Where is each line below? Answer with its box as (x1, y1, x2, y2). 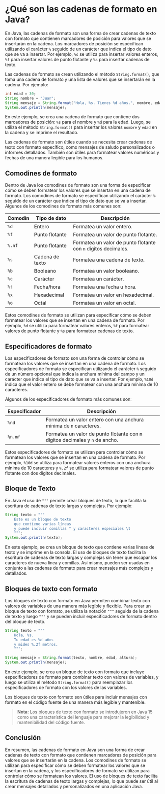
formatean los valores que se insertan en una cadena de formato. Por (5, 454, 146, 460)
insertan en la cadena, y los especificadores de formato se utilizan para (5, 767, 150, 773)
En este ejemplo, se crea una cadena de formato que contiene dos (5, 114, 140, 120)
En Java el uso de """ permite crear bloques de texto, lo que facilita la (5, 497, 147, 503)
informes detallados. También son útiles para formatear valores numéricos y (5, 149, 160, 156)
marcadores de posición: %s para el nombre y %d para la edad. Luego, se (5, 119, 151, 125)
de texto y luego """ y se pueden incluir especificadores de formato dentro (5, 613, 157, 619)
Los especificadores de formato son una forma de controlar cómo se (5, 355, 145, 361)
